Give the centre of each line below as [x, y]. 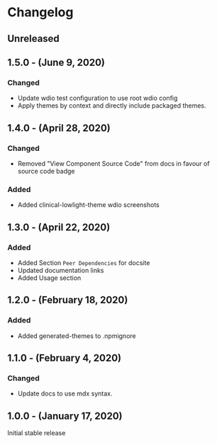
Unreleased [34, 39]
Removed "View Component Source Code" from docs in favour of [114, 163]
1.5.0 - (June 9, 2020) [56, 62]
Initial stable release [37, 433]
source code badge [46, 171]
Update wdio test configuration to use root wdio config [98, 98]
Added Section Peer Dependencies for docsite [84, 262]
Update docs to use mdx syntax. [65, 393]
